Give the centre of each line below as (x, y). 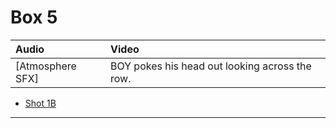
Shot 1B (40, 103)
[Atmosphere (46, 66)
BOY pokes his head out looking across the (211, 66)
